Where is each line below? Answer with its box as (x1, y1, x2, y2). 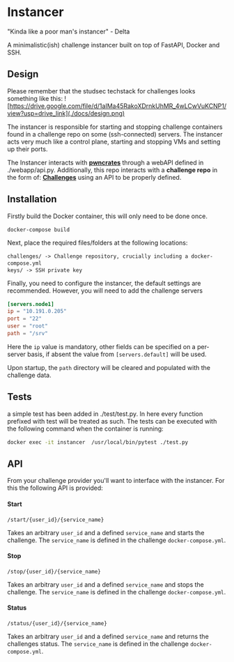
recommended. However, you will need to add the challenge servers (7, 286, 203, 295)
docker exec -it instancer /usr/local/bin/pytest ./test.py (7, 438, 189, 446)
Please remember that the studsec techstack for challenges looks (7, 86, 196, 95)
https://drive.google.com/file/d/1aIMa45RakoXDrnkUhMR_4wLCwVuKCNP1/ (9, 102, 227, 110)
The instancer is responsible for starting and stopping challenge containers (7, 123, 223, 131)
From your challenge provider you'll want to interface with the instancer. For (7, 477, 225, 485)
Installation (7, 193, 57, 206)
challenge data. (7, 371, 52, 379)
